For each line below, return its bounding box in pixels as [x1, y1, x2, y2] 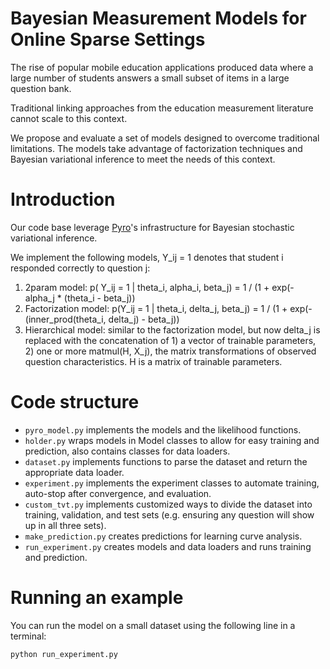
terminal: [10, 630, 47, 642]
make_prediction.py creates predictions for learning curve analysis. [24, 530, 303, 542]
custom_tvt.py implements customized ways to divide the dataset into [24, 498, 313, 510]
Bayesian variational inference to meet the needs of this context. [10, 153, 276, 165]
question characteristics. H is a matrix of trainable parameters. [24, 355, 283, 367]
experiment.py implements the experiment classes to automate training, [24, 477, 320, 489]
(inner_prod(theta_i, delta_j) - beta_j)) [24, 313, 180, 325]
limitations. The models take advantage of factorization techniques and [10, 142, 303, 154]
